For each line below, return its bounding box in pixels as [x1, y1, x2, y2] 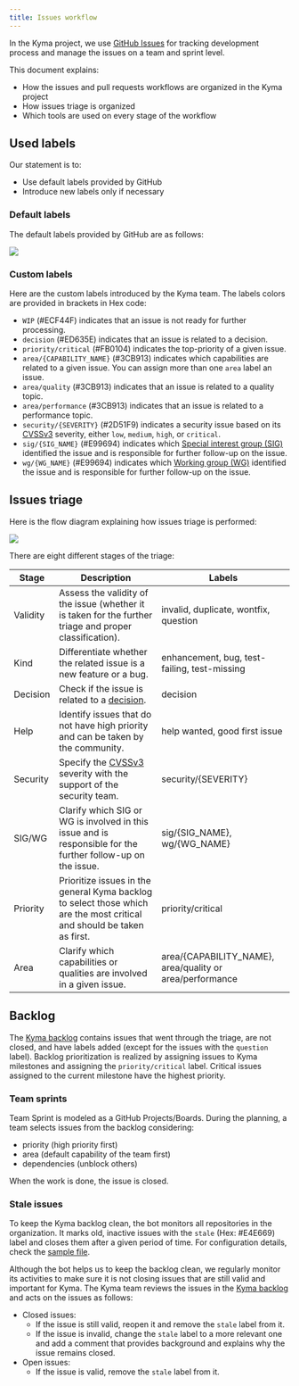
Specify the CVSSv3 [59, 756, 144, 768]
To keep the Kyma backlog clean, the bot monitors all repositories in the [9, 1218, 273, 1229]
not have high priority [59, 719, 149, 732]
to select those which [59, 896, 149, 909]
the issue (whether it [59, 597, 145, 610]
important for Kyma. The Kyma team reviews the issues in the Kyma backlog [9, 1282, 289, 1294]
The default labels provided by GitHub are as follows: [9, 228, 205, 239]
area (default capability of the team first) [21, 1149, 171, 1159]
